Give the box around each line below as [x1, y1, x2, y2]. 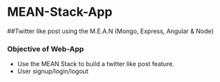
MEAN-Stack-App [7, 4, 113, 20]
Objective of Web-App [7, 44, 84, 54]
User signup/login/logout [17, 67, 89, 76]
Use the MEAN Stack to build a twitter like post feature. [17, 60, 174, 68]
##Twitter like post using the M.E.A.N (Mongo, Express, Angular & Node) [7, 27, 214, 35]
